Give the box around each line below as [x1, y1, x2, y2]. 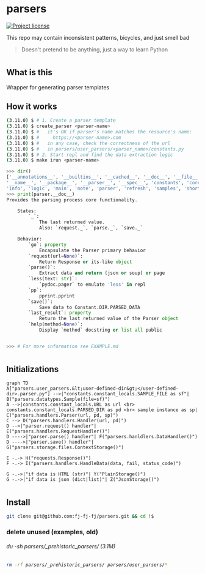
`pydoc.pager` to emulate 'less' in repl [38, 281, 146, 288]
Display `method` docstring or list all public [38, 327, 163, 334]
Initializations [6, 364, 59, 375]
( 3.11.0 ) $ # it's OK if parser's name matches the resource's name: [6, 129, 192, 135]
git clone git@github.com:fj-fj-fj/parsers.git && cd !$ [6, 513, 154, 520]
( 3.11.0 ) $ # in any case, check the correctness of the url [6, 140, 171, 146]
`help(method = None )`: [28, 321, 84, 327]
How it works [6, 101, 57, 111]
